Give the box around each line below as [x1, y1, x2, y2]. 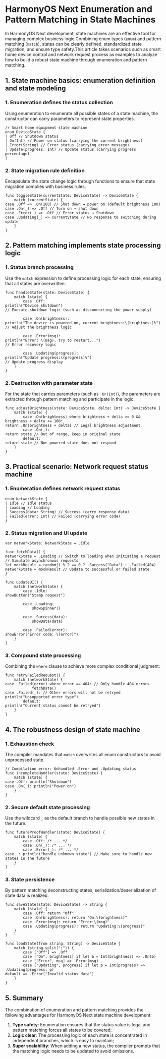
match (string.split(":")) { [14, 945, 74, 950]
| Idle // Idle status [5, 501, 52, 506]
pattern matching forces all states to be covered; [12, 1027, 112, 1033]
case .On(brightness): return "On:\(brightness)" [23, 915, 127, 920]
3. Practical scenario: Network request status [5, 463, 149, 471]
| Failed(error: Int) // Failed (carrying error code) [5, 514, 121, 519]
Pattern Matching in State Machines [5, 14, 156, 25]
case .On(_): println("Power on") [5, 783, 77, 789]
